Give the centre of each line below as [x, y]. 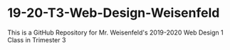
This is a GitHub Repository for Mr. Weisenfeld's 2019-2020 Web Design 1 [115, 32]
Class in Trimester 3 [37, 39]
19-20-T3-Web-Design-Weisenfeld [114, 13]
